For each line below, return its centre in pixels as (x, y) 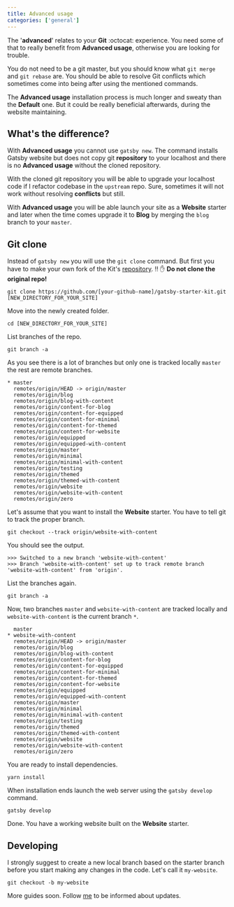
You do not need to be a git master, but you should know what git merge (111, 69)
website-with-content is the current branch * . (73, 617)
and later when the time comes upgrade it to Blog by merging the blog (108, 215)
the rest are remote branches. (50, 370)
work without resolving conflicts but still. (66, 194)
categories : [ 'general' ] (43, 20)
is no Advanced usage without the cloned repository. (84, 166)
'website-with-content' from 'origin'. (65, 571)
